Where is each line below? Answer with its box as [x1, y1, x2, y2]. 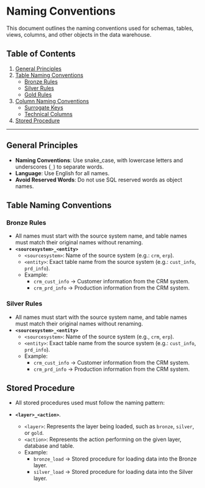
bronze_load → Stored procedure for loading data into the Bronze [33, 455, 197, 462]
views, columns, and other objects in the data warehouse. [6, 31, 151, 38]
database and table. [24, 442, 74, 450]
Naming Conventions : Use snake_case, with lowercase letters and [15, 156, 183, 164]
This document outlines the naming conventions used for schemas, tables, [6, 24, 194, 32]
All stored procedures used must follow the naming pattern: [15, 399, 165, 407]
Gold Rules [24, 90, 52, 98]
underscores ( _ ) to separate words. [15, 163, 104, 170]
